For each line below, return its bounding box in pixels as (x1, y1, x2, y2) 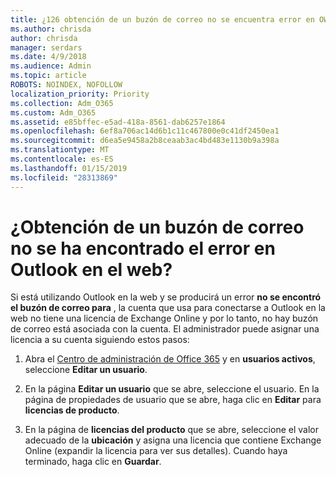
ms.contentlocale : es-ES (10, 154, 114, 164)
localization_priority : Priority (10, 89, 150, 99)
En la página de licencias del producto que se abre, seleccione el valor (24, 424, 319, 436)
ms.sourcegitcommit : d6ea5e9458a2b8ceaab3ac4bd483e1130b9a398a (10, 136, 280, 146)
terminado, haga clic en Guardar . (24, 456, 162, 468)
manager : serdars (10, 42, 83, 53)
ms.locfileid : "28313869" (10, 172, 118, 183)
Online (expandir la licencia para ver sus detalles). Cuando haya (24, 445, 288, 457)
